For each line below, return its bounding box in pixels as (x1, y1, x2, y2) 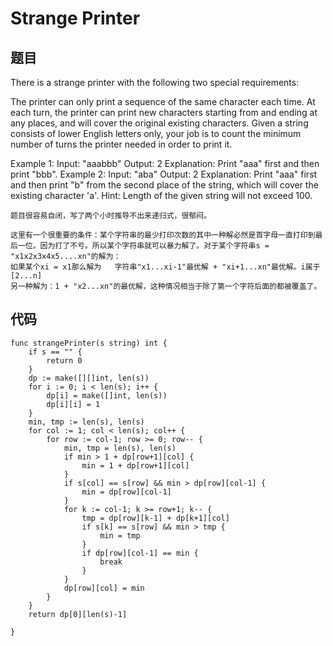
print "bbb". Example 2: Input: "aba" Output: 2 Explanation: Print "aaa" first (10, 168, 318, 180)
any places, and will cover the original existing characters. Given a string (10, 117, 309, 129)
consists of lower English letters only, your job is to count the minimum (10, 128, 302, 139)
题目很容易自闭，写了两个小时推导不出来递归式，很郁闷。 (10, 211, 212, 221)
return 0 (46, 355, 83, 366)
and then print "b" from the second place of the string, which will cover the (10, 179, 319, 191)
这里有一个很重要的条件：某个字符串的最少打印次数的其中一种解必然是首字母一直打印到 (10, 230, 316, 240)
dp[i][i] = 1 (46, 399, 101, 409)
